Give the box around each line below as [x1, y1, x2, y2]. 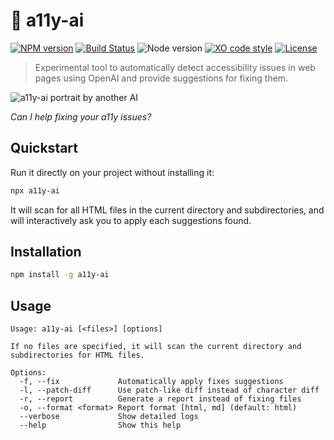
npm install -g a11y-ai [10, 270, 110, 280]
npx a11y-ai [10, 185, 60, 196]
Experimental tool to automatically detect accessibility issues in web [34, 61, 316, 73]
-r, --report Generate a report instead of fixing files [19, 394, 302, 404]
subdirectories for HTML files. [10, 350, 145, 361]
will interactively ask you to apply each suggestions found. [10, 214, 252, 226]
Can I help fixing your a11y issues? [10, 110, 152, 123]
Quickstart [10, 140, 79, 157]
